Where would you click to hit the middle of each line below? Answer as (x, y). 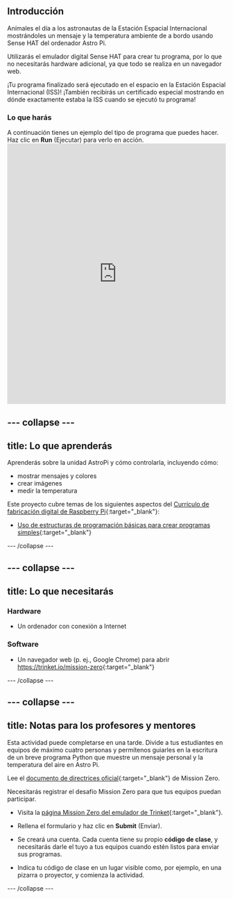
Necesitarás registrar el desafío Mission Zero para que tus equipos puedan (114, 791)
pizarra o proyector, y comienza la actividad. (81, 875)
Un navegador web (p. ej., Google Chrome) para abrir (93, 659)
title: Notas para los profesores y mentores (102, 726)
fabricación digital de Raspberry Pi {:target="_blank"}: (84, 512)
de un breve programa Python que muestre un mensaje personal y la (105, 757)
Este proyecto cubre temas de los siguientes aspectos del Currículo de (108, 504)
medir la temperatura (47, 491)
